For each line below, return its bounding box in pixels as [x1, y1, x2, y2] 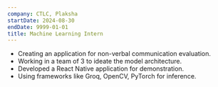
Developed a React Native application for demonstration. [17, 64, 185, 73]
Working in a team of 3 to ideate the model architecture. [17, 57, 182, 66]
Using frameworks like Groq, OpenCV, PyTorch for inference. [17, 72, 197, 81]
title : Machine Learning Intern [7, 30, 103, 37]
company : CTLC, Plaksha [7, 10, 78, 18]
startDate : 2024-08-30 [7, 17, 75, 24]
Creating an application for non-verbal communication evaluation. [17, 50, 212, 58]
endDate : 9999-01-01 [7, 23, 69, 30]
